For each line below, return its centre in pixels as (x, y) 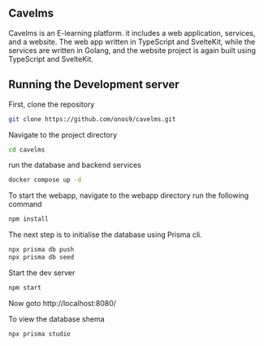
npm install (28, 219)
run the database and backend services (75, 165)
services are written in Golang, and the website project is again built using (132, 50)
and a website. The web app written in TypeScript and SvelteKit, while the (132, 42)
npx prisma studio (39, 334)
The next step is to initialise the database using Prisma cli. (105, 234)
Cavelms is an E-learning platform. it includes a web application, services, (132, 33)
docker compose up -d (45, 180)
